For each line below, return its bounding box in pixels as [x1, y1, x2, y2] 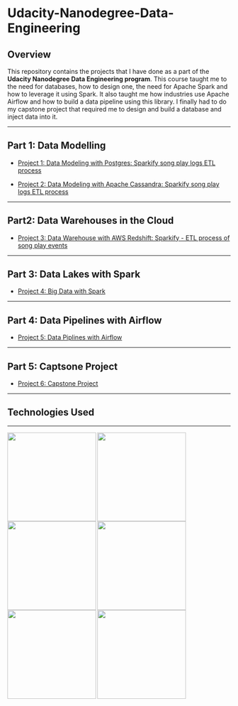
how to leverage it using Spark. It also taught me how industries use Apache [7, 90, 229, 98]
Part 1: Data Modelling [7, 140, 106, 152]
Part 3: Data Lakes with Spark [7, 268, 140, 281]
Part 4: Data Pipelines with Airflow [7, 314, 162, 326]
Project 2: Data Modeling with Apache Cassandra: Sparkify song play [17, 180, 220, 188]
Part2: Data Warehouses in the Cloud [7, 214, 174, 227]
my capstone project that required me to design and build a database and [7, 105, 222, 113]
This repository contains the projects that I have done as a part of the [7, 67, 210, 75]
